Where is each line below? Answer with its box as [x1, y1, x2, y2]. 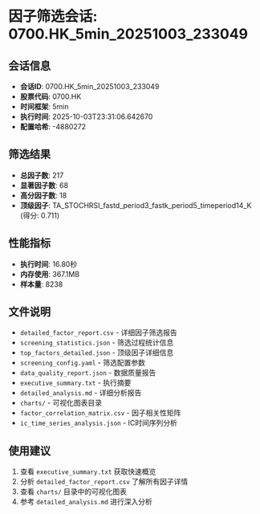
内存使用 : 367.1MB [19, 269, 80, 279]
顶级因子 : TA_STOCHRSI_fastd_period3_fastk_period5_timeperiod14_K [19, 200, 252, 210]
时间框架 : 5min [19, 102, 69, 111]
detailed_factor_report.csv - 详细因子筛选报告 [19, 328, 178, 337]
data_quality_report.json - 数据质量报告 [19, 368, 156, 377]
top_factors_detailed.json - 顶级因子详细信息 [19, 348, 174, 357]
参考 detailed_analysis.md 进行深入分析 [19, 497, 152, 507]
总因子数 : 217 [19, 170, 64, 180]
